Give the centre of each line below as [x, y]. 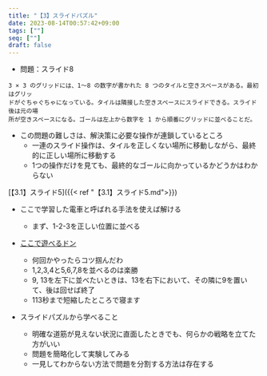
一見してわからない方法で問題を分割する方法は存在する [123, 364]
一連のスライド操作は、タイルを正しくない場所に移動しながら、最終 [144, 145]
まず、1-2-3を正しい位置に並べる [86, 226]
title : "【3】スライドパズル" [53, 16]
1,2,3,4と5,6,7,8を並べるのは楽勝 [85, 270]
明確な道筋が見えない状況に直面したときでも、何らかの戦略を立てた [144, 334]
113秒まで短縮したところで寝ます [86, 300]
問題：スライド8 [47, 69]
